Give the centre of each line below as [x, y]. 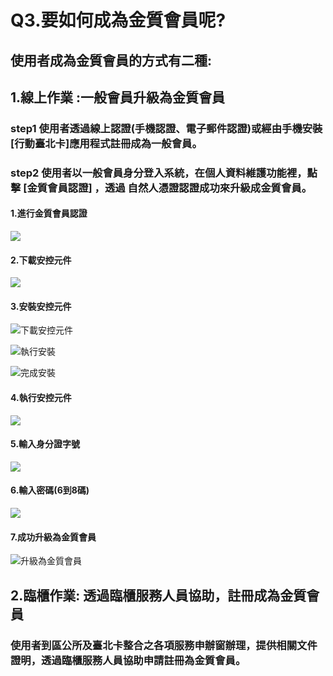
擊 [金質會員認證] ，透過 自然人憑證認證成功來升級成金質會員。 [161, 188]
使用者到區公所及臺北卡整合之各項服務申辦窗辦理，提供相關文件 [164, 645]
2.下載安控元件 [41, 260]
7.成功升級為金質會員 [53, 537]
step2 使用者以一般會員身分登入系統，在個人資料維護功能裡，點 [164, 173]
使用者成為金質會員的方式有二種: [111, 60]
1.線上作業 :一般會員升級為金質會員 [118, 97]
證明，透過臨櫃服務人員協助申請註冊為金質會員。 [128, 660]
